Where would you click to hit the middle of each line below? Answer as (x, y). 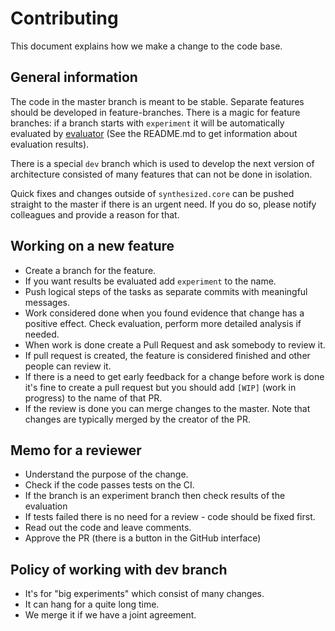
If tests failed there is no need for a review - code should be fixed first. (170, 517)
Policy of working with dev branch (119, 569)
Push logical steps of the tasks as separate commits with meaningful (166, 291)
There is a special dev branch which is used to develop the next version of (162, 163)
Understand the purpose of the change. (106, 474)
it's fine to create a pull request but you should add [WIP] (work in (160, 387)
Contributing (64, 18)
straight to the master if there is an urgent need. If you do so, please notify (163, 204)
